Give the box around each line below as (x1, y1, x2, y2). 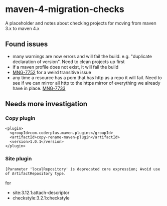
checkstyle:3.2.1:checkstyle (12, 194, 70, 201)
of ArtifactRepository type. (5, 171, 66, 176)
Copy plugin (5, 115, 36, 122)
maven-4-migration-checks (5, 4, 124, 15)
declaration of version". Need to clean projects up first (12, 59, 125, 65)
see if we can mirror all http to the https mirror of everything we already (12, 80, 160, 86)
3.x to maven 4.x (5, 25, 40, 31)
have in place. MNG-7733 (12, 85, 66, 91)
